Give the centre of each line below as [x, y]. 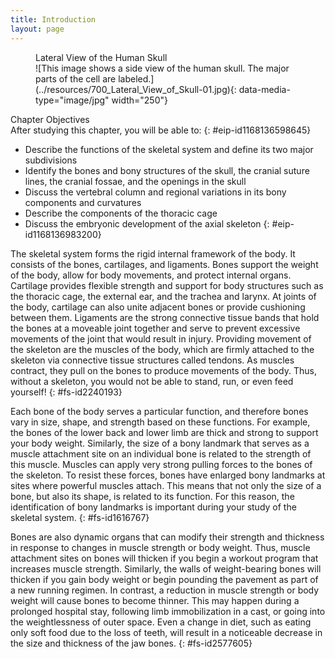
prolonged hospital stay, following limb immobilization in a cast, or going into [168, 611]
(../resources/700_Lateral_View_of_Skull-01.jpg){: [136, 89]
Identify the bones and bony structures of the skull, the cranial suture [167, 170]
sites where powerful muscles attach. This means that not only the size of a [166, 485]
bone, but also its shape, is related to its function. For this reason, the [152, 496]
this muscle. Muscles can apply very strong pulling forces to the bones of [161, 464]
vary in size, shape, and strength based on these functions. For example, [160, 422]
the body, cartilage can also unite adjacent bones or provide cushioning [158, 307]
